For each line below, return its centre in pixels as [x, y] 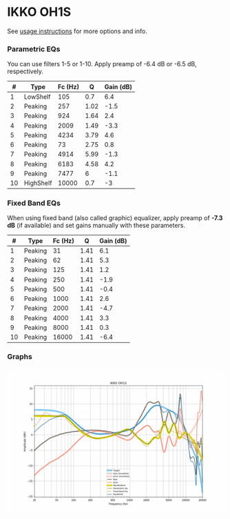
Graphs [20, 357]
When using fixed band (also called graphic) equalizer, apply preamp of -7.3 [115, 218]
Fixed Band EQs [34, 203]
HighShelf [38, 183]
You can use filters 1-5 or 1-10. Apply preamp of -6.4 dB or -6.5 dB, [102, 64]
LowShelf [37, 97]
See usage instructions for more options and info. [77, 31]
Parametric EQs [34, 49]
